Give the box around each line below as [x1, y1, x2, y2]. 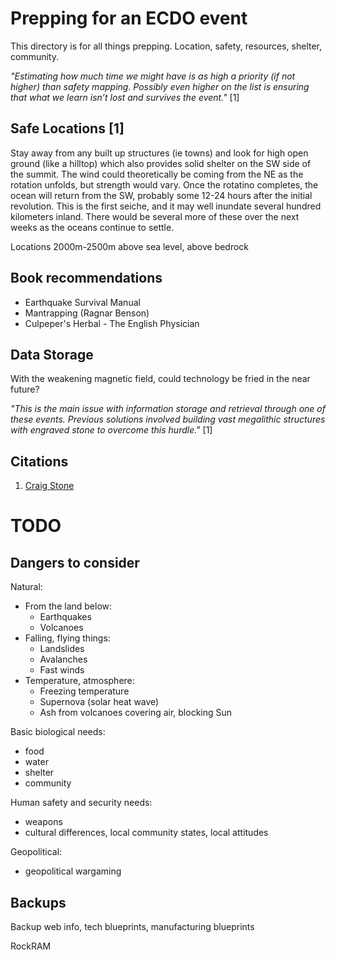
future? [10, 383, 40, 396]
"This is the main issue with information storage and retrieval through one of [10, 403, 326, 415]
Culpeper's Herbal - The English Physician [24, 317, 200, 329]
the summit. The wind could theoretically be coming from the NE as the [10, 168, 304, 180]
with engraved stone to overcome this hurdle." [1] [10, 424, 213, 436]
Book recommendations [10, 270, 163, 287]
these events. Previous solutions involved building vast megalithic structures [10, 413, 326, 426]
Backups [10, 894, 67, 911]
